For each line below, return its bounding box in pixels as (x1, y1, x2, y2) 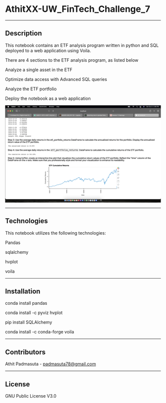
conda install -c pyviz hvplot (5, 310, 63, 316)
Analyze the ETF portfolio (5, 85, 57, 92)
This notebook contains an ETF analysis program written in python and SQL (5, 42, 159, 48)
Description (5, 29, 42, 38)
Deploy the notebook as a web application (5, 95, 91, 101)
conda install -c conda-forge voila (5, 329, 74, 335)
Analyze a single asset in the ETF (5, 67, 73, 73)
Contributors (5, 348, 46, 356)
